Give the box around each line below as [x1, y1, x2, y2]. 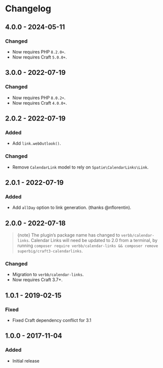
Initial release [12, 358, 40, 364]
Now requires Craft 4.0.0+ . [12, 100, 67, 106]
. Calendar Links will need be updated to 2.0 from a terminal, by [28, 238, 158, 244]
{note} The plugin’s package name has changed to [17, 232, 120, 238]
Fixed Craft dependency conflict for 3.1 [12, 317, 91, 323]
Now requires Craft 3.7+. [12, 277, 63, 283]
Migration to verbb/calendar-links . [12, 271, 84, 278]
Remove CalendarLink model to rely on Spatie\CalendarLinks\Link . [12, 164, 149, 170]
